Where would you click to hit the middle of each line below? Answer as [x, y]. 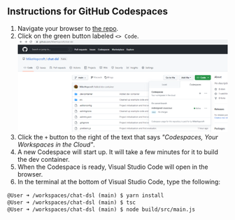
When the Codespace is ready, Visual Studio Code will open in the [113, 167]
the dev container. [43, 160]
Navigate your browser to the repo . [68, 28]
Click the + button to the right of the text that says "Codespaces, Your [117, 137]
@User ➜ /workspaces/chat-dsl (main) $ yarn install [86, 195]
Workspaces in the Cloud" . [56, 145]
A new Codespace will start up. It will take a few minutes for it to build [117, 152]
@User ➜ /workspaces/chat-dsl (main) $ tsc [72, 202]
